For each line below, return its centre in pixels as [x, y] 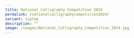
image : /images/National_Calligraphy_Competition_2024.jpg [67, 28]
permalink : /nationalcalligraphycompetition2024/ [57, 14]
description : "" [22, 23]
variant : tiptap [22, 19]
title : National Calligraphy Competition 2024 [54, 10]
